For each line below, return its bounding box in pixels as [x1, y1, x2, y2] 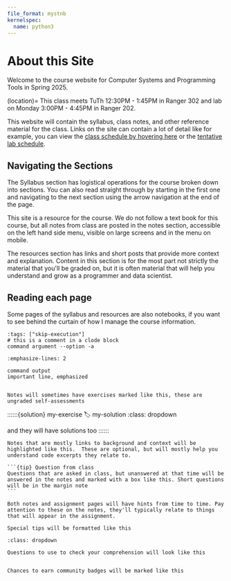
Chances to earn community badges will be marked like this [7, 567, 185, 574]
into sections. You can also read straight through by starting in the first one [7, 185, 221, 194]
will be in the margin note [7, 482, 89, 489]
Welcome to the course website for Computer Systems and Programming [7, 76, 216, 84]
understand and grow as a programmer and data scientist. [7, 271, 173, 280]
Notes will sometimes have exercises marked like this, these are [7, 391, 203, 398]
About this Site [7, 53, 95, 69]
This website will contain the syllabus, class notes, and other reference [7, 117, 210, 126]
